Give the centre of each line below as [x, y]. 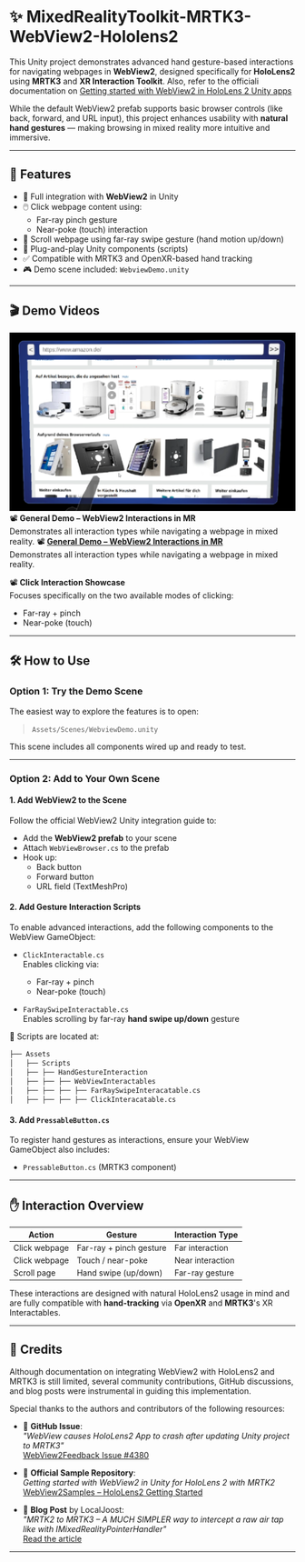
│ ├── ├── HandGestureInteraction [79, 1073]
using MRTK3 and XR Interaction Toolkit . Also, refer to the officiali [134, 81]
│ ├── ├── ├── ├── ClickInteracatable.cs [93, 1100]
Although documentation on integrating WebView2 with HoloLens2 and [142, 1371]
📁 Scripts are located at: [54, 1036]
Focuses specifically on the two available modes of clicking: [122, 596]
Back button [59, 866]
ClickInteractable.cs [63, 956]
